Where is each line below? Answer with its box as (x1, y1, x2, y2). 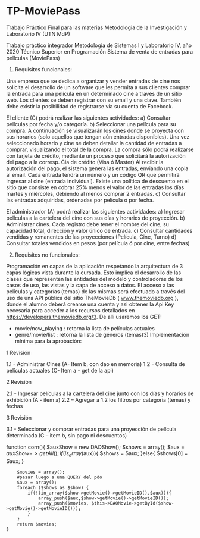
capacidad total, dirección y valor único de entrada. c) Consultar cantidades (6, 227, 193, 234)
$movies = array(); (17, 469, 65, 475)
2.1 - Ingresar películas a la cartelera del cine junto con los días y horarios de (6, 390, 194, 397)
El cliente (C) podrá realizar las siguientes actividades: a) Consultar (6, 114, 171, 121)
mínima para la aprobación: (14, 337, 82, 345)
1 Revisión (6, 349, 31, 356)
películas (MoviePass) (6, 54, 61, 61)
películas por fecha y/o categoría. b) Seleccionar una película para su (6, 120, 177, 127)
